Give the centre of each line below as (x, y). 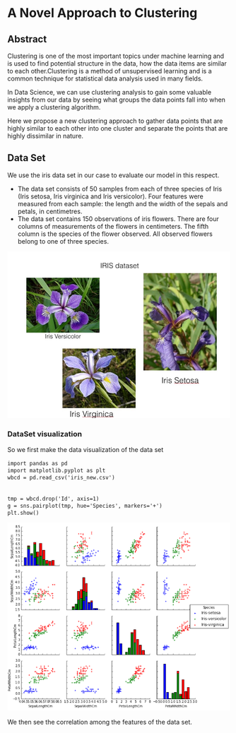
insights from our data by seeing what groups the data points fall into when (117, 100)
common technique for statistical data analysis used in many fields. (105, 78)
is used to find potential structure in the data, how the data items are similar (117, 64)
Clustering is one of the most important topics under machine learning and (116, 56)
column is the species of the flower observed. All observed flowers (115, 234)
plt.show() (23, 513)
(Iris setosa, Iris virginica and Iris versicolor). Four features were (110, 196)
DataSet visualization (45, 434)
